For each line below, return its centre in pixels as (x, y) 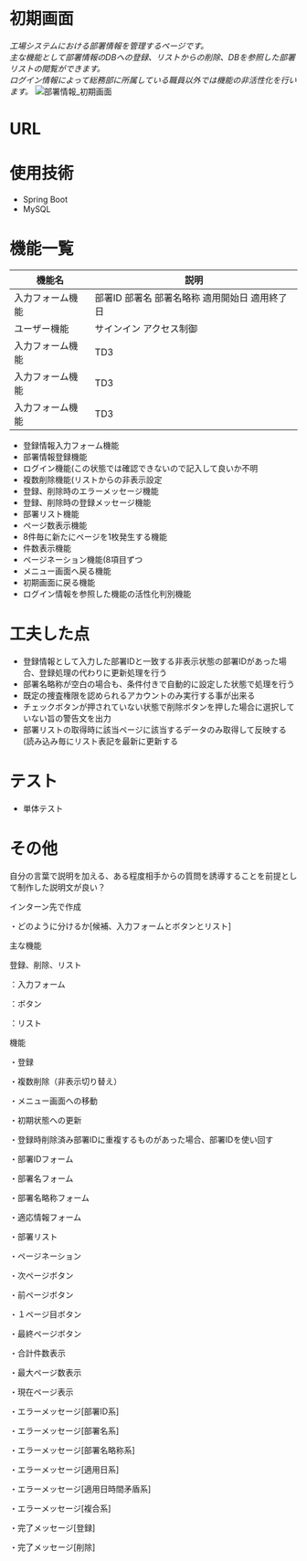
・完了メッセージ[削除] (53, 1547)
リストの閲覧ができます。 (57, 69)
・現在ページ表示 (42, 1392)
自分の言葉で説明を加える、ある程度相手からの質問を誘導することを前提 (145, 875)
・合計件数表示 (37, 1353)
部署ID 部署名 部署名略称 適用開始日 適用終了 (191, 298)
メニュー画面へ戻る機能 (67, 571)
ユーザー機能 (42, 328)
